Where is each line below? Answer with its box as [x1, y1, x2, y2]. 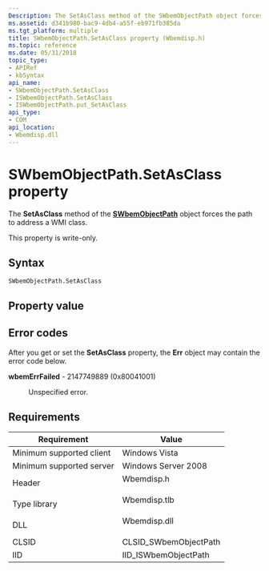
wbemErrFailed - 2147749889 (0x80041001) [8, 372, 156, 381]
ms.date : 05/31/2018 [8, 49, 78, 57]
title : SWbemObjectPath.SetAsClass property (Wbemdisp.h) [8, 34, 206, 42]
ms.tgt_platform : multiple [8, 26, 98, 34]
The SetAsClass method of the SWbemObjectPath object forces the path [8, 209, 253, 219]
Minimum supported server [12, 460, 114, 472]
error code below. [8, 356, 67, 365]
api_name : [8, 78, 42, 86]
